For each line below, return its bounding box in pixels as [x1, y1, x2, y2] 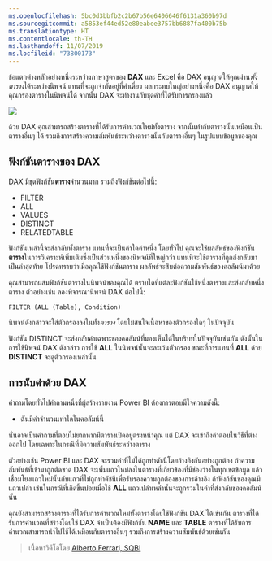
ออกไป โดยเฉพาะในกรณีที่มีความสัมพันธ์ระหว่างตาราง [8, 439, 151, 449]
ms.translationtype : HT [8, 27, 89, 35]
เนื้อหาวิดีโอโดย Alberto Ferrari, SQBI [28, 542, 141, 553]
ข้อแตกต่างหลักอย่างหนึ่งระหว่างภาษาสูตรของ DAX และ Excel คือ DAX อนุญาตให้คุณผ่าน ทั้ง [8, 72, 257, 81]
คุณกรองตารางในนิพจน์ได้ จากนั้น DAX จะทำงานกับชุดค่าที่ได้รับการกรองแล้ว [8, 90, 213, 100]
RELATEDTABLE [19, 227, 74, 237]
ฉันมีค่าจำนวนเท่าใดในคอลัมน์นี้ [19, 414, 104, 424]
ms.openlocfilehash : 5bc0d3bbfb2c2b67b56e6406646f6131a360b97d [8, 11, 227, 20]
